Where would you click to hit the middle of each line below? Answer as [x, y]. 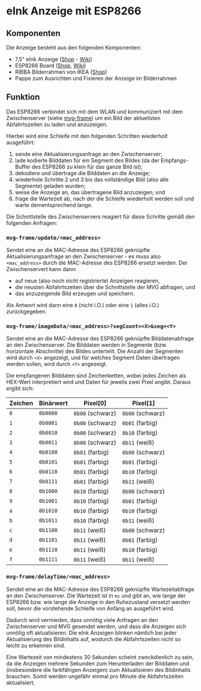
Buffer [23, 167]
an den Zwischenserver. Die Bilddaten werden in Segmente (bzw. [87, 345]
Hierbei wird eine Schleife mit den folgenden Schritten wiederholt [87, 136]
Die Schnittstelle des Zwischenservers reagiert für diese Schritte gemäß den [100, 217]
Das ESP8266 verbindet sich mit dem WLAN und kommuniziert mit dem [94, 112]
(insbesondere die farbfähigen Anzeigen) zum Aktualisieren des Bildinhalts [98, 669]
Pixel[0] [95, 403]
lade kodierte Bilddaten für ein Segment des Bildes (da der [87, 160]
